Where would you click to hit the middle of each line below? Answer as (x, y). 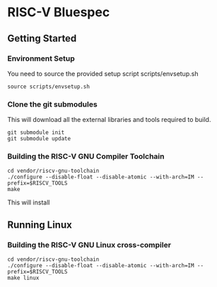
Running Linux (40, 225)
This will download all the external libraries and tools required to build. (109, 120)
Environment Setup (41, 59)
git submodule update (39, 139)
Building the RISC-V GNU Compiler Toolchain (86, 157)
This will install (29, 202)
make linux (23, 278)
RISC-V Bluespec (59, 12)
